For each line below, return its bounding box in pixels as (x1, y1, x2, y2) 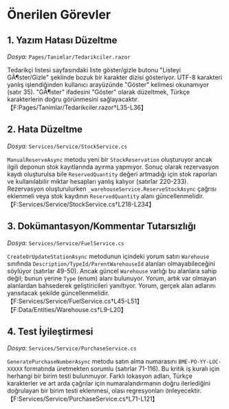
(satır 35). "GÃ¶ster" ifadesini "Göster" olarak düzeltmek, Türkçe (7, 88, 190, 96)
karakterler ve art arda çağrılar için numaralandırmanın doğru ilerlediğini (7, 379, 211, 388)
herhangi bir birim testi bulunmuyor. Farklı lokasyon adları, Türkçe (7, 372, 193, 380)
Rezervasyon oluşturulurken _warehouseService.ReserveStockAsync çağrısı (7, 185, 217, 193)
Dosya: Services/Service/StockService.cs (7, 142, 128, 150)
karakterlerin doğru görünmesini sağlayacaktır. (7, 95, 140, 103)
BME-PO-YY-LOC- (178, 359, 222, 366)
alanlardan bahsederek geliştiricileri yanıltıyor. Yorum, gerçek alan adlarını (7, 281, 216, 289)
